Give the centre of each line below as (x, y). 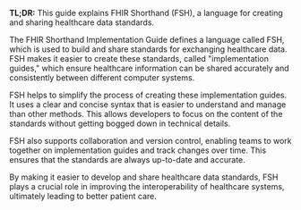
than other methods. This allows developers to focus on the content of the (146, 114)
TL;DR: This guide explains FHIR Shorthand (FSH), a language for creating (146, 13)
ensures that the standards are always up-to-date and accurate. (128, 160)
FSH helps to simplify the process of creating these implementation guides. (148, 95)
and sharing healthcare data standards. (82, 22)
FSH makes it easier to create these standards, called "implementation (139, 59)
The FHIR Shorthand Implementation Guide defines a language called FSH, (147, 40)
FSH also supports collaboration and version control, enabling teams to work (151, 141)
